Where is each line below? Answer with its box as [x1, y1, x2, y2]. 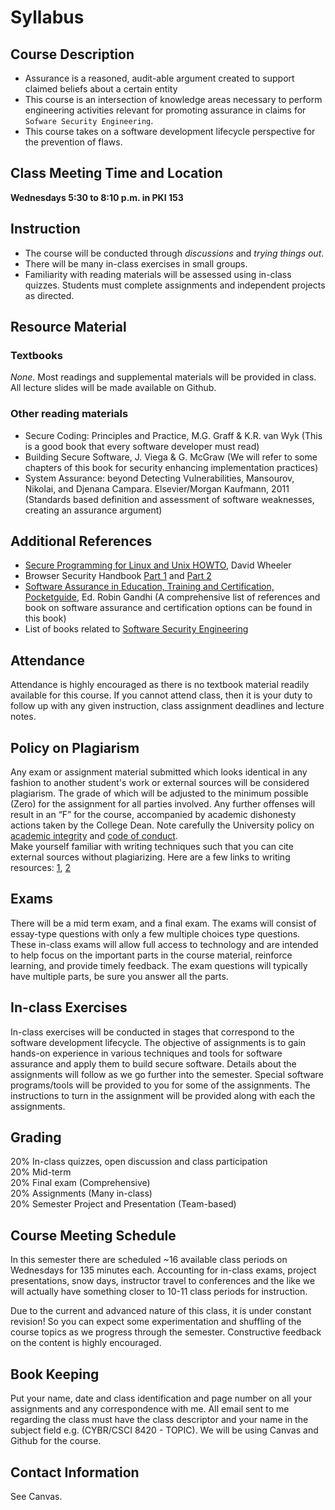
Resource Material [10, 319, 127, 336]
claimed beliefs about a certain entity [24, 83, 178, 95]
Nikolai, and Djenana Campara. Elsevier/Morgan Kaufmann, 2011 [24, 482, 290, 495]
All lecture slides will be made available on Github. [10, 382, 217, 394]
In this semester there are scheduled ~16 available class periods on [10, 1254, 288, 1266]
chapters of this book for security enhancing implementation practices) [24, 461, 319, 473]
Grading [10, 1129, 62, 1146]
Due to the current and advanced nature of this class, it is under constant [10, 1305, 312, 1317]
